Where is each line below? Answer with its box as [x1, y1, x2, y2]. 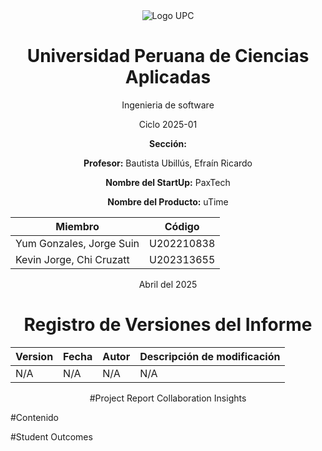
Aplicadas [124, 66, 212, 89]
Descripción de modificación [139, 349, 281, 363]
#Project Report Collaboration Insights [89, 392, 247, 404]
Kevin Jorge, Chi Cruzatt [15, 252, 130, 266]
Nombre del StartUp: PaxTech [105, 176, 231, 188]
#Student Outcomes [10, 430, 93, 443]
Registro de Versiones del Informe [23, 314, 313, 336]
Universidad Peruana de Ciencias [26, 45, 310, 68]
